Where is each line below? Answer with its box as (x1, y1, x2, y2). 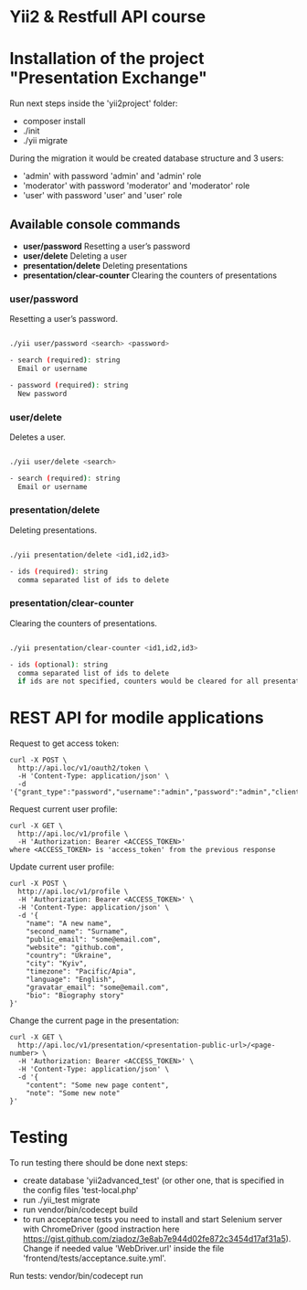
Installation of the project (9, 48, 205, 69)
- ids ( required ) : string (9, 567, 108, 576)
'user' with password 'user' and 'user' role (22, 190, 183, 201)
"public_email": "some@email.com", (26, 935, 162, 944)
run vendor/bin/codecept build (22, 1204, 139, 1215)
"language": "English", (26, 975, 117, 985)
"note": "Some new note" (26, 1089, 121, 1098)
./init (22, 125, 40, 136)
